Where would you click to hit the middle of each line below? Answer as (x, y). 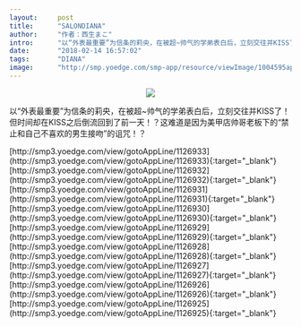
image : (21, 68)
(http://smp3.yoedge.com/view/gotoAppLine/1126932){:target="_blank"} (143, 179)
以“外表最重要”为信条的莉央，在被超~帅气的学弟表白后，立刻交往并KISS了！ (150, 111)
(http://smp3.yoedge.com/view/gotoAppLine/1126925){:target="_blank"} (143, 313)
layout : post (42, 17)
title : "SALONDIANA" (57, 26)
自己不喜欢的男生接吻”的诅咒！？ (86, 133)
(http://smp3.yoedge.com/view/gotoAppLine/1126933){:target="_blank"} (143, 160)
